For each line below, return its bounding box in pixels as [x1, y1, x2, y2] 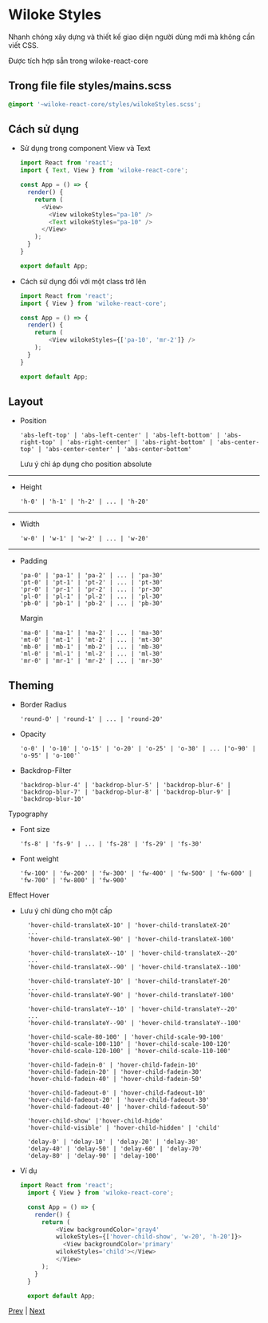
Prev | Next [8, 1306, 45, 1316]
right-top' [19, 438, 57, 446]
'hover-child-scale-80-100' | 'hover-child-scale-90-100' [27, 1033, 224, 1041]
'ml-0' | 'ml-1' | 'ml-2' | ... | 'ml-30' [19, 650, 164, 658]
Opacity [19, 729, 46, 739]
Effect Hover [8, 890, 50, 900]
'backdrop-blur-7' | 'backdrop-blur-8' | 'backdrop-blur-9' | [19, 788, 231, 796]
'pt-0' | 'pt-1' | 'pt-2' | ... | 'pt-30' [19, 579, 164, 587]
